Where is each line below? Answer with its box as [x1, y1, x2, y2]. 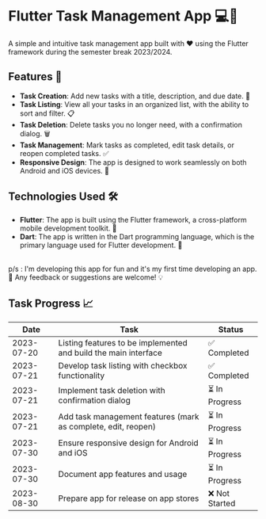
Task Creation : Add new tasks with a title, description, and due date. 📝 [19, 91, 251, 101]
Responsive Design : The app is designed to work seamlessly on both [19, 157, 247, 167]
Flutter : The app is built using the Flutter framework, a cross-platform [19, 215, 247, 224]
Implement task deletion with [58, 384, 165, 395]
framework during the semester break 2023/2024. [8, 47, 173, 56]
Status [218, 324, 244, 335]
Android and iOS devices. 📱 [19, 166, 109, 175]
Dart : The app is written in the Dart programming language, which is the [19, 231, 255, 241]
